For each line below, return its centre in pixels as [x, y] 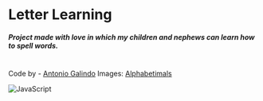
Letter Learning [60, 15]
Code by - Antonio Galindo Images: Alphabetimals [90, 73]
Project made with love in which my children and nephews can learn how [131, 37]
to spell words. [33, 45]
